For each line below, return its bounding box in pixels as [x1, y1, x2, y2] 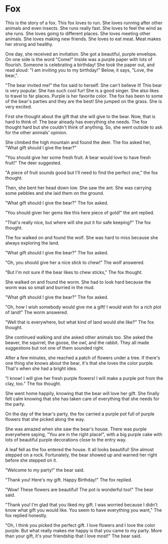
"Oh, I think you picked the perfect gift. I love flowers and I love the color [5, 522, 155, 528]
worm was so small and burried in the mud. [5, 284, 95, 290]
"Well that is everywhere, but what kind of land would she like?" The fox [5, 319, 154, 325]
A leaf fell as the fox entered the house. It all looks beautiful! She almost [5, 446, 154, 452]
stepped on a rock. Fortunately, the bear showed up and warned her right [5, 452, 157, 458]
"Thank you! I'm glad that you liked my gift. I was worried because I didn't [5, 502, 158, 508]
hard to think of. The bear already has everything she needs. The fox [5, 119, 147, 125]
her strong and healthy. [5, 41, 54, 47]
